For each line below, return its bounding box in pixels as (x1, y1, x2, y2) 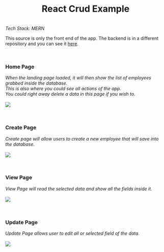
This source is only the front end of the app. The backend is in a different (5, 35, 159, 41)
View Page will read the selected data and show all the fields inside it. (5, 185, 152, 191)
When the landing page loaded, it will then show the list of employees (5, 75, 152, 81)
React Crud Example (41, 3, 130, 15)
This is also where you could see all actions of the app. (5, 86, 121, 92)
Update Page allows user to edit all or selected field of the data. (5, 230, 140, 237)
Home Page (5, 63, 35, 70)
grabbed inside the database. (5, 80, 68, 87)
